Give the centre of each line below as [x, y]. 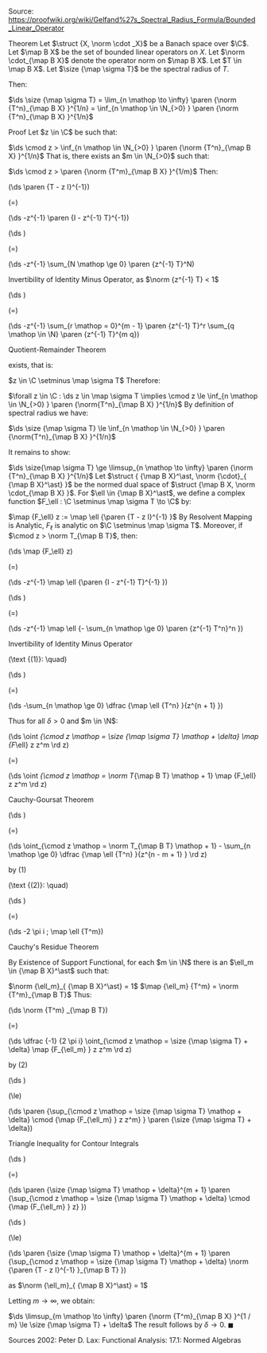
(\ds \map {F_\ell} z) [41, 551]
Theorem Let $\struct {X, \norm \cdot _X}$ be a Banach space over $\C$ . [128, 44]
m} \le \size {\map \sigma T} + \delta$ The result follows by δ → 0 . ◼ [121, 1324]
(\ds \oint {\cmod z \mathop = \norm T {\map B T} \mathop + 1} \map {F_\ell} [132, 776]
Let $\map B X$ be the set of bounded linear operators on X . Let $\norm [126, 52]
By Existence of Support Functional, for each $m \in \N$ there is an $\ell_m [131, 962]
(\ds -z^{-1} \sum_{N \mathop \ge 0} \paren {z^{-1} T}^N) [101, 264]
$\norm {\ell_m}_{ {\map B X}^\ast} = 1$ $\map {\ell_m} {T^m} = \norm [124, 986]
